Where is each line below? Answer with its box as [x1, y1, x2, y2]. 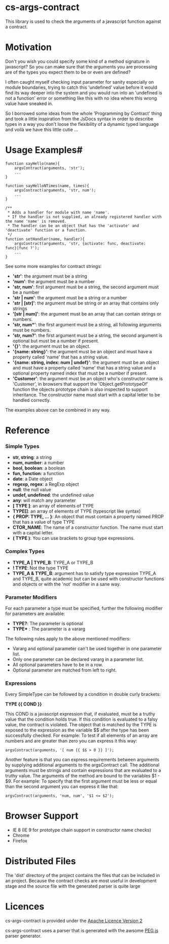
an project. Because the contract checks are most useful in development [5, 878, 157, 884]
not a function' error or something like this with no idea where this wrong [5, 95, 157, 101]
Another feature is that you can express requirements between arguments [5, 757, 159, 763]
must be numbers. [12, 327, 51, 333]
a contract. [5, 23, 28, 29]
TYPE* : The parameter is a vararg [12, 626, 86, 632]
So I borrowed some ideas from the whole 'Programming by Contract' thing [5, 110, 162, 116]
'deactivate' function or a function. [5, 227, 87, 232]
